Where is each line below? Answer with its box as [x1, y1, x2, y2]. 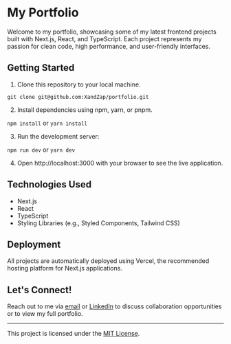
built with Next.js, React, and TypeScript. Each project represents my [7, 34, 202, 43]
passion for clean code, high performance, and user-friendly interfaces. [7, 42, 211, 50]
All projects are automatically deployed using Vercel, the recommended [7, 257, 210, 265]
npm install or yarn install [7, 119, 88, 127]
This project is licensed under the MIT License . [7, 330, 140, 338]
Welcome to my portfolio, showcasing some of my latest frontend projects [7, 27, 217, 36]
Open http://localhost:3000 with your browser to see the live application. [16, 159, 223, 167]
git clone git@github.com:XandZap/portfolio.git [7, 93, 149, 100]
